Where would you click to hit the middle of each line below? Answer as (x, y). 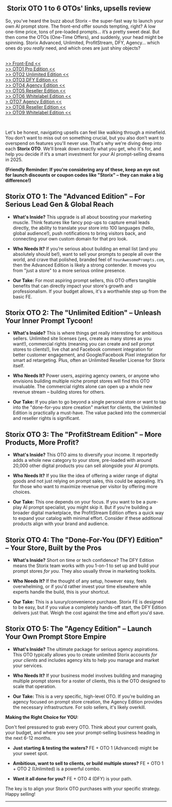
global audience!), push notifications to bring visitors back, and (79, 233)
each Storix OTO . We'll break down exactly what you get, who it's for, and (83, 149)
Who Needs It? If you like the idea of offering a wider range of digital (85, 476)
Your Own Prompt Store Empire (56, 637)
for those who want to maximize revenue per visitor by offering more (85, 487)
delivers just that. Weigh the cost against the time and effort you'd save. (89, 613)
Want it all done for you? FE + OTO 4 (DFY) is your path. (72, 778)
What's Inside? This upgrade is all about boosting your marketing (82, 217)
